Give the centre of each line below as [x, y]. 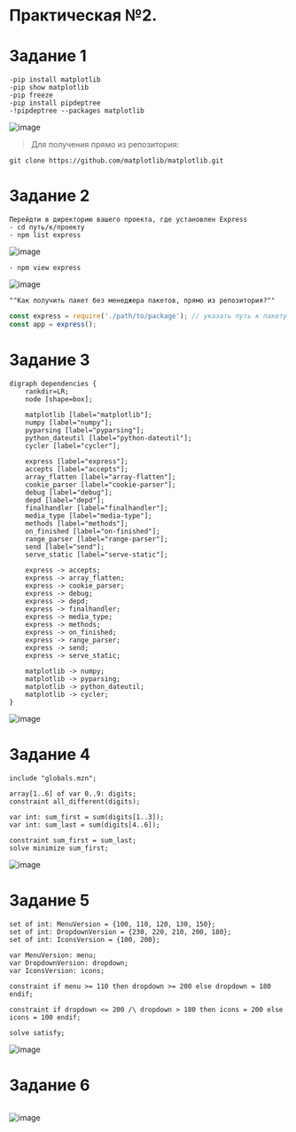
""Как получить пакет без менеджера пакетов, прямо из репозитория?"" [142, 301]
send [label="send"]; [65, 547]
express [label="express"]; [77, 461]
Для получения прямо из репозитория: [105, 145]
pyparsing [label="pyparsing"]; [85, 430]
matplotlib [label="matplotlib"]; [89, 415]
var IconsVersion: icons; [57, 970]
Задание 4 [50, 754]
